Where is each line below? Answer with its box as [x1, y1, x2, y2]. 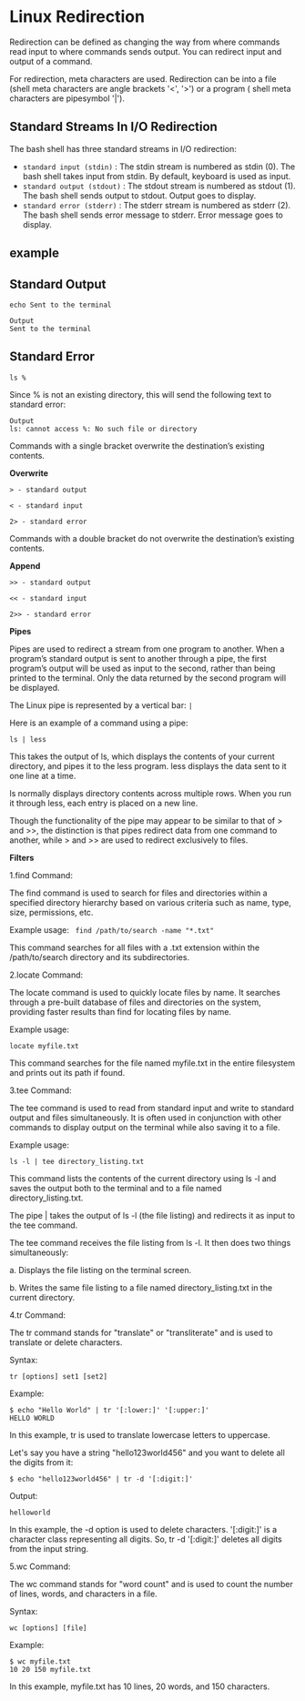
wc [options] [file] [9, 1623, 88, 1633]
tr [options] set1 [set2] [9, 1372, 107, 1381]
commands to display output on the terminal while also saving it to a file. [9, 1121, 280, 1132]
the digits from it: [9, 1456, 74, 1467]
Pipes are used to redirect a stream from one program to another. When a [9, 643, 285, 654]
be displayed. [9, 682, 61, 693]
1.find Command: [9, 869, 73, 880]
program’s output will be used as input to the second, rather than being [9, 663, 276, 673]
